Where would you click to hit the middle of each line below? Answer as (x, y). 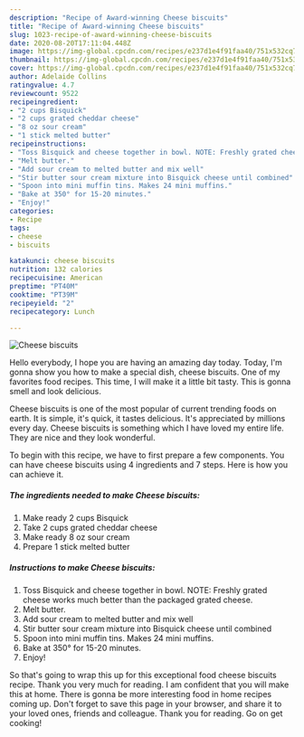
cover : (22, 69)
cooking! (26, 723)
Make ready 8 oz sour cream (76, 537)
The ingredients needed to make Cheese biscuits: (105, 495)
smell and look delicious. (55, 392)
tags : (19, 228)
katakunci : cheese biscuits (62, 261)
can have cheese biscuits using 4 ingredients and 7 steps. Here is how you (149, 465)
